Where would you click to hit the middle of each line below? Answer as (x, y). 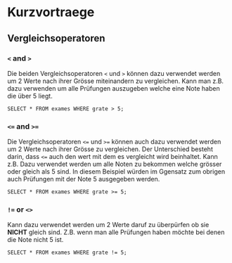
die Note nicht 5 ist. (36, 240)
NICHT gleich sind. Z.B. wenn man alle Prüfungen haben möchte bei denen (116, 232)
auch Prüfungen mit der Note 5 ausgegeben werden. (84, 179)
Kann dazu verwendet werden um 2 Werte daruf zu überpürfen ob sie (108, 225)
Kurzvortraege (51, 12)
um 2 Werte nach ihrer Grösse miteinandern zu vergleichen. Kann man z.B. (115, 81)
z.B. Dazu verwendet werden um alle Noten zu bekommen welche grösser (115, 164)
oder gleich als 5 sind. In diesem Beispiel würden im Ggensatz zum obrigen (116, 172)
